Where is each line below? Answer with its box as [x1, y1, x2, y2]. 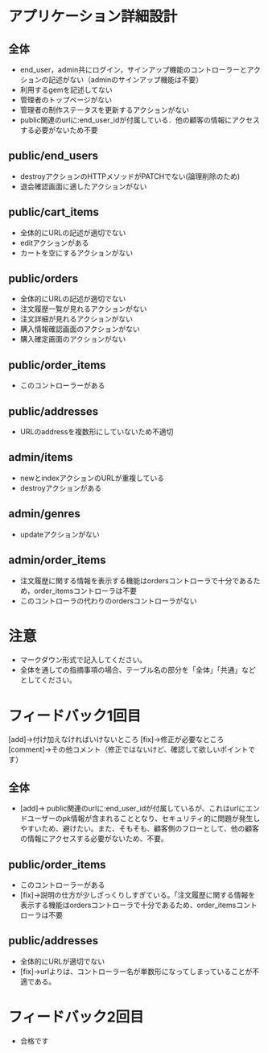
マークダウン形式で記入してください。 [19, 655, 147, 665]
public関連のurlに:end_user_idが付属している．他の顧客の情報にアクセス [19, 115, 260, 125]
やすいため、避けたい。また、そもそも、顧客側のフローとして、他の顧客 [19, 823, 259, 834]
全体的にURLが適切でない [19, 956, 105, 966]
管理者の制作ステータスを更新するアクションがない [19, 106, 190, 114]
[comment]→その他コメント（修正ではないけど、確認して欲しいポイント [8, 744, 249, 754]
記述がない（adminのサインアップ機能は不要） [47, 75, 204, 85]
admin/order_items [8, 553, 106, 567]
